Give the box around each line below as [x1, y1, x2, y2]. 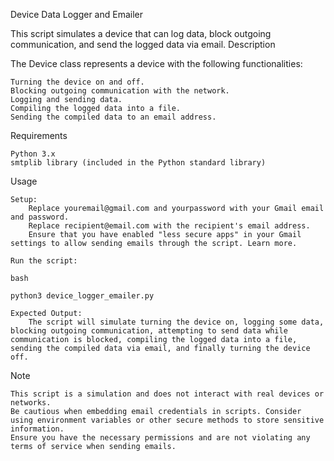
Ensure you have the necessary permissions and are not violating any [10, 433, 311, 443]
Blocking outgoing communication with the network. [10, 86, 230, 96]
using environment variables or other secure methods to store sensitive [10, 415, 325, 425]
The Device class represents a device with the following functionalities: [10, 58, 303, 69]
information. [10, 424, 65, 434]
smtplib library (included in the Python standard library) [10, 158, 267, 168]
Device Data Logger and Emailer [10, 9, 144, 20]
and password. [10, 212, 70, 222]
